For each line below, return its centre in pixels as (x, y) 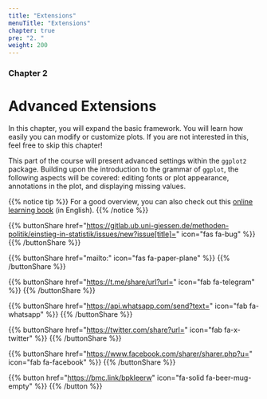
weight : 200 (28, 45)
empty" (21, 386)
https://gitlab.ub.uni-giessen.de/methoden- (158, 225)
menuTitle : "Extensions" (49, 23)
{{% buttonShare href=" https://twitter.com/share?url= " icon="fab (116, 330)
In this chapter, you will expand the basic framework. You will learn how (126, 128)
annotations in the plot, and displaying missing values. (97, 186)
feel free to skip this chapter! (55, 145)
